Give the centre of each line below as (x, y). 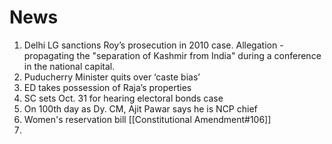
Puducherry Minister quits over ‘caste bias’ (112, 77)
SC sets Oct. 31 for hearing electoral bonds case (123, 98)
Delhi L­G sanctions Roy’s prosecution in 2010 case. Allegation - (153, 45)
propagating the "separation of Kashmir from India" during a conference (172, 55)
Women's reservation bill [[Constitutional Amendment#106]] (147, 119)
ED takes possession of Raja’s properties (107, 87)
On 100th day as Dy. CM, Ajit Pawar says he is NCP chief (140, 108)
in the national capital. (69, 66)
